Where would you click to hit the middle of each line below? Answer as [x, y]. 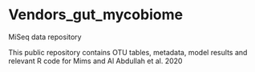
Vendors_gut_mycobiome [95, 15]
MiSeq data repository [45, 37]
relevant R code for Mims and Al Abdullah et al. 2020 [95, 61]
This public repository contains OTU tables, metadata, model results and [128, 52]
